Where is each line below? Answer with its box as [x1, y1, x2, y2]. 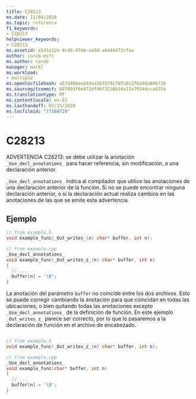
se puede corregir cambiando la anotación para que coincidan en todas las [6, 296, 190, 303]
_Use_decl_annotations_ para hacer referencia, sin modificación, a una [6, 160, 179, 167]
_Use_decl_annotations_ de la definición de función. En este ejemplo [6, 309, 173, 316]
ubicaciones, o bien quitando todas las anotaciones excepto [6, 303, 153, 309]
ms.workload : [6, 70, 39, 76]
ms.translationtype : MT [6, 92, 65, 98]
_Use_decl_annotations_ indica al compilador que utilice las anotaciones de [6, 178, 190, 185]
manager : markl [6, 64, 44, 70]
